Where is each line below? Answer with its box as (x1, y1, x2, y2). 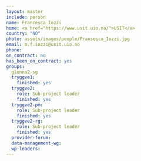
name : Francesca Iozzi (6, 19, 62, 25)
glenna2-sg (11, 69, 38, 75)
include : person (6, 14, 46, 20)
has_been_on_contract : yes (6, 58, 72, 64)
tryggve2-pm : (11, 101, 43, 108)
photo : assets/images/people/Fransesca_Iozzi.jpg (6, 36, 130, 42)
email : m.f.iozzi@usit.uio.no (6, 42, 80, 48)
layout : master (6, 8, 43, 15)
